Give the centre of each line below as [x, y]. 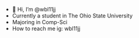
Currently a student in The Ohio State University [72, 16]
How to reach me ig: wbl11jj [46, 28]
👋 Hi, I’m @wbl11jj [34, 9]
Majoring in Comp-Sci [40, 22]
